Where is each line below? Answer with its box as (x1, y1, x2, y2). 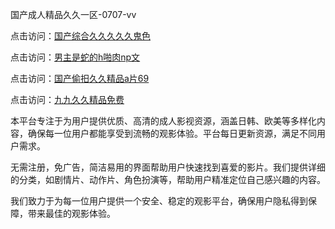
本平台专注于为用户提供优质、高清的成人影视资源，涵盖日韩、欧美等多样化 (10, 115, 317, 127)
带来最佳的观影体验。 (27, 208, 116, 219)
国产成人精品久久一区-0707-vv (10, 9, 137, 20)
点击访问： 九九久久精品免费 (10, 94, 125, 105)
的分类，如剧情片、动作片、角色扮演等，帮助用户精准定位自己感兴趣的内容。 (10, 174, 326, 185)
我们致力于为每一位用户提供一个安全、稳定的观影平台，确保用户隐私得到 (10, 195, 308, 207)
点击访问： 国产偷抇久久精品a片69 (10, 73, 150, 84)
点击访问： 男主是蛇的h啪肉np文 (10, 51, 141, 63)
